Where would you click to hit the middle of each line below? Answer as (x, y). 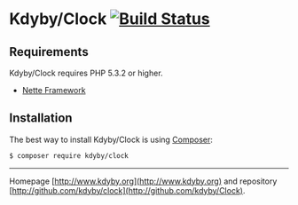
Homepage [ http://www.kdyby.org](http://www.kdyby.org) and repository (143, 181)
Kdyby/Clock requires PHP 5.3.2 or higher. (86, 73)
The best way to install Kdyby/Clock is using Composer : (111, 139)
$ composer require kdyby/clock (69, 155)
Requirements (49, 52)
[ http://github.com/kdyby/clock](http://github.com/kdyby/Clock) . (127, 190)
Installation (41, 118)
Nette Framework (54, 90)
